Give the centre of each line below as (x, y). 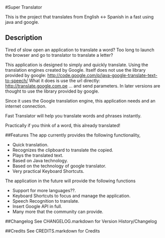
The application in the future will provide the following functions (70, 181)
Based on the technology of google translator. (59, 166)
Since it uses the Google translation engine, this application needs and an (80, 101)
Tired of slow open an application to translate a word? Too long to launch (80, 50)
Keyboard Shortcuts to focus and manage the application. (71, 196)
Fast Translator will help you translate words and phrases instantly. (73, 116)
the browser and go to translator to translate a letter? (59, 55)
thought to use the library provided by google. (52, 91)
